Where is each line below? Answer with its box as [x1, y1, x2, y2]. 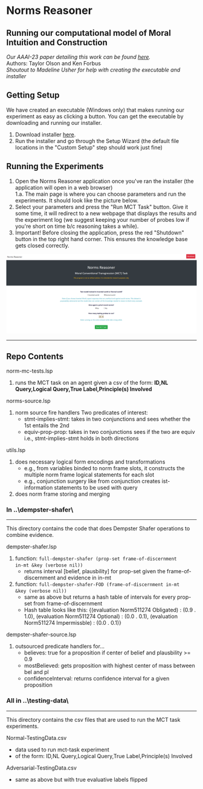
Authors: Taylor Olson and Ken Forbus [6, 60, 101, 67]
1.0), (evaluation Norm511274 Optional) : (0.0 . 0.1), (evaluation [24, 613, 178, 620]
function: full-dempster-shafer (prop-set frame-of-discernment [14, 555, 177, 562]
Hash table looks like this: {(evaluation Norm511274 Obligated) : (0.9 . [24, 607, 196, 614]
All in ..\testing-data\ [6, 696, 69, 705]
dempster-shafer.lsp [6, 543, 57, 550]
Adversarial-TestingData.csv [6, 764, 77, 771]
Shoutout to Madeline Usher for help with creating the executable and [6, 66, 181, 73]
